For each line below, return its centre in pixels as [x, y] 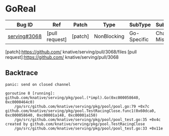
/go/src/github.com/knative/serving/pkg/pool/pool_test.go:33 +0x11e [89, 128]
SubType [140, 25]
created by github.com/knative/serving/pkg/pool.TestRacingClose [75, 124]
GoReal [21, 9]
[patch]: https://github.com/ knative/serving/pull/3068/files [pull [71, 52]
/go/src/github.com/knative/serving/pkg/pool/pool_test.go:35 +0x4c [88, 119]
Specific [139, 39]
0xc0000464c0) [20, 102]
